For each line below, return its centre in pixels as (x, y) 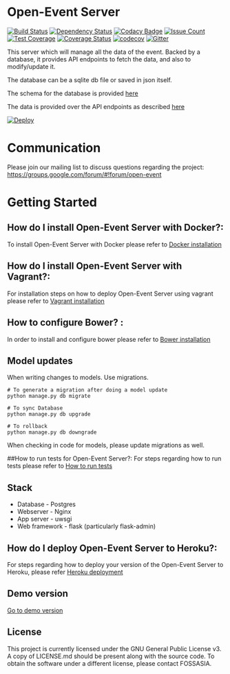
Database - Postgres (46, 504)
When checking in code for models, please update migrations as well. (106, 445)
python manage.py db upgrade (49, 414)
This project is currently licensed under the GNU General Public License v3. (114, 648)
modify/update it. (31, 66)
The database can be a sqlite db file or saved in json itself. (90, 79)
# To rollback (28, 426)
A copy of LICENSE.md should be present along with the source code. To (111, 656)
